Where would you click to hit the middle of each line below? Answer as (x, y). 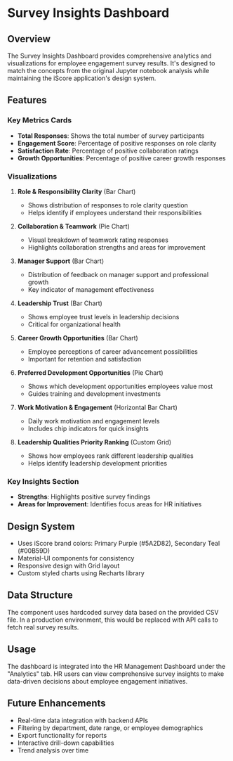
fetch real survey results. (43, 627)
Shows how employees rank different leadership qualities (111, 456)
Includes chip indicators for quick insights (88, 428)
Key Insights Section (43, 481)
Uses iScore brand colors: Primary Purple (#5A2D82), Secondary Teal (119, 544)
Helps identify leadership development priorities (97, 463)
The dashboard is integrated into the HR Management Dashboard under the (116, 666)
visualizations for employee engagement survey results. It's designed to (111, 63)
